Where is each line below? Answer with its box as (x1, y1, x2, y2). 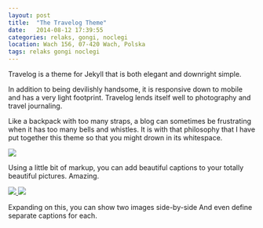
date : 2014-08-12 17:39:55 (8, 26, 104, 34)
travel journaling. (8, 101, 63, 110)
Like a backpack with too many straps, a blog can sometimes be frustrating (8, 117, 252, 125)
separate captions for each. (8, 211, 98, 220)
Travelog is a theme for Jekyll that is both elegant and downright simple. (8, 70, 242, 78)
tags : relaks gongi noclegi (8, 48, 100, 56)
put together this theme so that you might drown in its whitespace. (8, 133, 223, 142)
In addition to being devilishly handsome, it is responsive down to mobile (8, 85, 243, 94)
